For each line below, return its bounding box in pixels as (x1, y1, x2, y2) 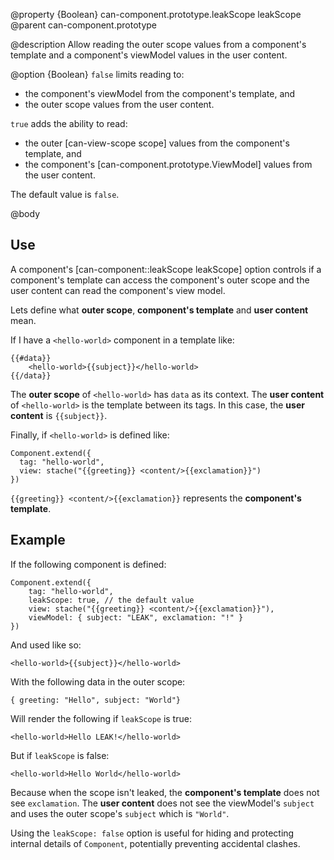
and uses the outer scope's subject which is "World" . (10, 807, 230, 819)
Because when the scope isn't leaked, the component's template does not (10, 786, 320, 798)
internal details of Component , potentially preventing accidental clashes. (10, 837, 301, 849)
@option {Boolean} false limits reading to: (10, 69, 185, 80)
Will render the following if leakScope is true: (10, 712, 192, 724)
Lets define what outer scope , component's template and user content (10, 304, 309, 316)
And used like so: (10, 639, 82, 651)
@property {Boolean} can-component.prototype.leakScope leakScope (10, 9, 302, 20)
